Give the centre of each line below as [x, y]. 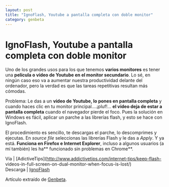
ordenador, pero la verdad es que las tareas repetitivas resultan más [77, 86]
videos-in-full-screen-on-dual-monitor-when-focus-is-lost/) [69, 164]
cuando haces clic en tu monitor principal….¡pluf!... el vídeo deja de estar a [84, 106]
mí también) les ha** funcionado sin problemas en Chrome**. [69, 149]
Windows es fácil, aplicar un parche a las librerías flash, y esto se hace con [84, 117]
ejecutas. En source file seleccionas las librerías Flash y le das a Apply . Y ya [85, 138]
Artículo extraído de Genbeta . [36, 179]
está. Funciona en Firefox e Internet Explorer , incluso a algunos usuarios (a [84, 144]
